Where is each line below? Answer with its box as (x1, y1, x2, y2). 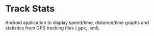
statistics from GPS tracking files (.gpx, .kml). (5, 24, 100, 30)
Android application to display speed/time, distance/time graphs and (5, 19, 149, 25)
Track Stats (5, 3, 55, 14)
